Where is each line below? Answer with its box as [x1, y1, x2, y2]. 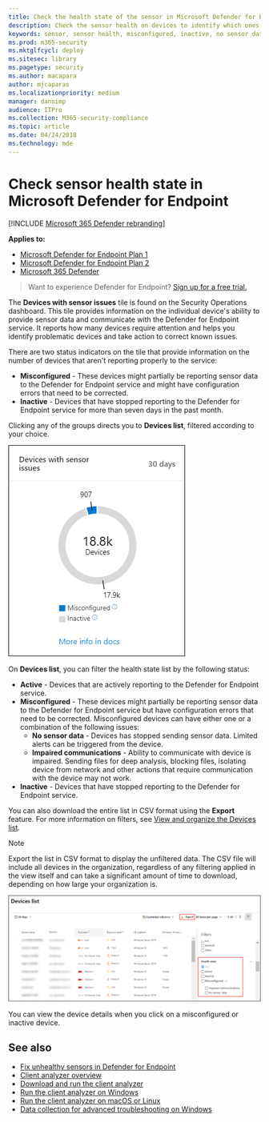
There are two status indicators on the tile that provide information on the [8, 347, 250, 356]
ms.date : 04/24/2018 [8, 131, 78, 139]
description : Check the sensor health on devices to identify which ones [8, 21, 260, 30]
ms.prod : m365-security [8, 38, 88, 46]
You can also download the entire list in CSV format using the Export [8, 805, 235, 815]
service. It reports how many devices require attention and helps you [8, 323, 235, 332]
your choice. [8, 429, 50, 439]
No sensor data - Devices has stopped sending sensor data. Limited [31, 731, 258, 740]
